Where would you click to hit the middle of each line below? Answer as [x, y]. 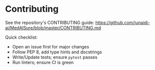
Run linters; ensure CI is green [43, 62]
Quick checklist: [21, 37]
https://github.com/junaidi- [123, 23]
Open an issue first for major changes [51, 47]
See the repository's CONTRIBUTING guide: [50, 23]
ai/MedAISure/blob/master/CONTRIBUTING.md [53, 27]
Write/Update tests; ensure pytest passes [55, 57]
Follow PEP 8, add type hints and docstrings [57, 52]
